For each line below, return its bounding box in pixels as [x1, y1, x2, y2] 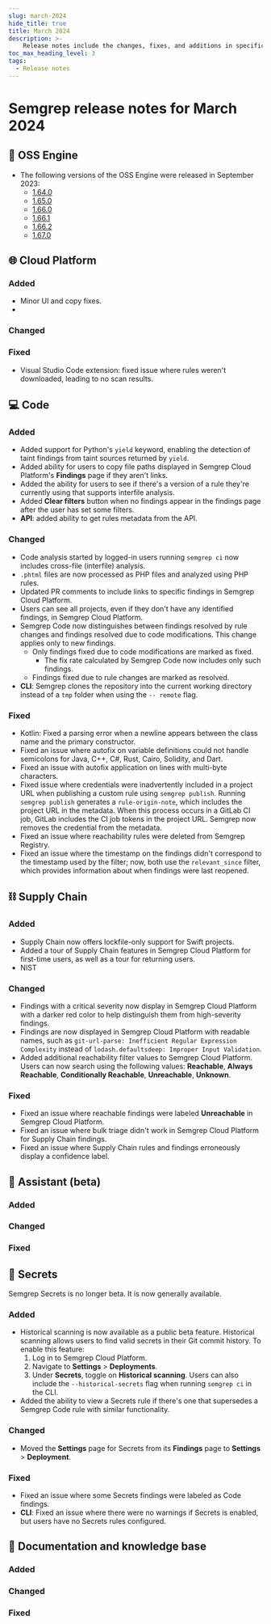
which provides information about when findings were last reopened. [19, 865, 249, 875]
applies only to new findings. [19, 638, 116, 648]
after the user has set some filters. [19, 505, 135, 514]
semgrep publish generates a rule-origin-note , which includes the [19, 797, 243, 806]
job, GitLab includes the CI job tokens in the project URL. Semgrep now [19, 814, 256, 823]
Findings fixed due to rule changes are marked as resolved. [31, 672, 230, 682]
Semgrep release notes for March [8, 99, 238, 117]
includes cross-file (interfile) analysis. [19, 560, 146, 570]
